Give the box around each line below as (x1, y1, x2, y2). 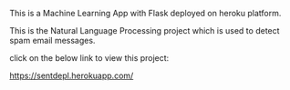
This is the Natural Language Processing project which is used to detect (9, 25, 280, 35)
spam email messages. (9, 35, 96, 45)
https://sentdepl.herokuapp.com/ (9, 70, 134, 81)
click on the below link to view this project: (9, 53, 170, 63)
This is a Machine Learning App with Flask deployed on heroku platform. (9, 8, 282, 18)
